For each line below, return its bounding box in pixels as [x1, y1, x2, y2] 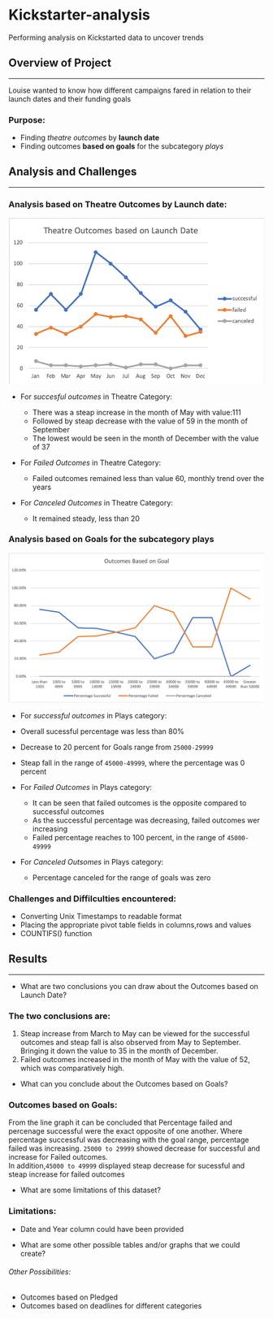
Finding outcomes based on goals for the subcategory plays [19, 141, 224, 151]
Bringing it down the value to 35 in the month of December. [19, 1046, 219, 1056]
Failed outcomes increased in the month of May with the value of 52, [19, 1055, 250, 1065]
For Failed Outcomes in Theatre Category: [19, 458, 162, 467]
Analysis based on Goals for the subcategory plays [8, 534, 214, 545]
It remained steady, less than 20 [32, 514, 141, 523]
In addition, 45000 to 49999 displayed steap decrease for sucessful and [8, 1161, 245, 1171]
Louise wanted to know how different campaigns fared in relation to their [8, 85, 252, 95]
